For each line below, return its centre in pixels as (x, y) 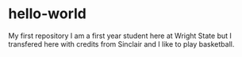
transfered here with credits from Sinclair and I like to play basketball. (121, 44)
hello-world (48, 14)
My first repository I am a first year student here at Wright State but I (120, 36)
